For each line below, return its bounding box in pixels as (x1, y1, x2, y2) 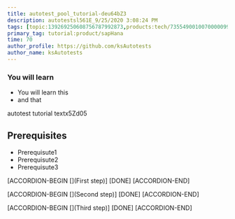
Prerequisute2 (17, 155, 59, 164)
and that (17, 96, 42, 104)
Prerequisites (7, 129, 67, 141)
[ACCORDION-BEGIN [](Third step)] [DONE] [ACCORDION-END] (7, 204, 192, 212)
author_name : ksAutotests (7, 50, 83, 57)
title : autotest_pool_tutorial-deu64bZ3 (7, 10, 127, 17)
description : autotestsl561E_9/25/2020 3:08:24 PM (7, 17, 158, 24)
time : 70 (7, 36, 33, 43)
